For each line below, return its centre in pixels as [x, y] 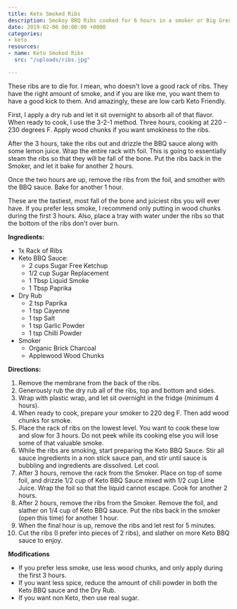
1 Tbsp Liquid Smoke [59, 280]
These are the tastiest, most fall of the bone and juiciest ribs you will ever [114, 200]
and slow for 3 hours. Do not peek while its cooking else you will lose [118, 435]
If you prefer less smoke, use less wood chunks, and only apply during [121, 567]
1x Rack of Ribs [40, 251]
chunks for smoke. [45, 420]
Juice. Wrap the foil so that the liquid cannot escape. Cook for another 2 [123, 488]
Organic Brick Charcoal [63, 348]
